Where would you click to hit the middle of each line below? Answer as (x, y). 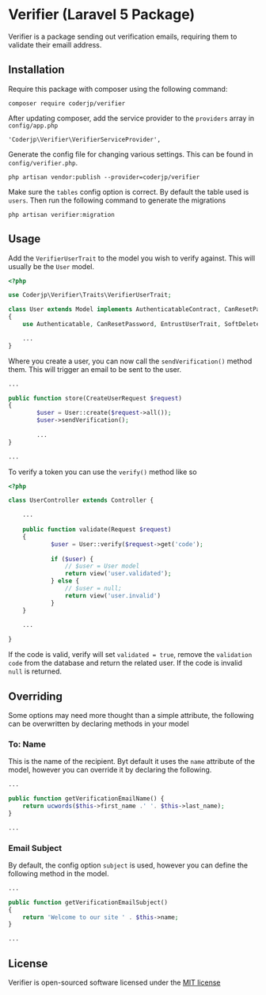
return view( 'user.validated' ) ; (118, 574)
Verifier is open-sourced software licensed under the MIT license (114, 982)
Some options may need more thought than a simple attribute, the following (131, 715)
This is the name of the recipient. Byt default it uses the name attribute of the (132, 761)
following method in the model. (59, 873)
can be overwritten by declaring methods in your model (99, 723)
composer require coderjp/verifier (67, 103)
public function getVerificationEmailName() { (86, 799)
